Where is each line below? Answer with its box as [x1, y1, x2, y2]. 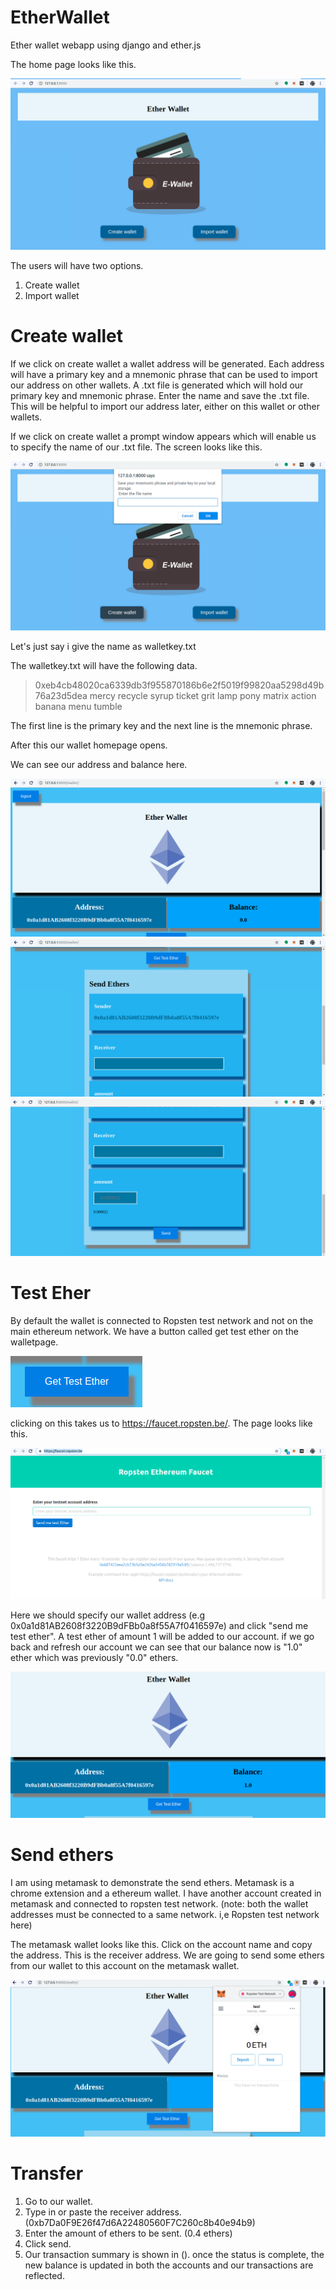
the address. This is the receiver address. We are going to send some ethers [10, 1949, 325, 1961]
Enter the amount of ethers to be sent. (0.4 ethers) [24, 2227, 233, 2239]
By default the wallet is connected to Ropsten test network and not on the [10, 1315, 314, 1327]
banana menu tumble [34, 701, 123, 713]
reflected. [24, 2269, 65, 2281]
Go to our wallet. [24, 2195, 94, 2207]
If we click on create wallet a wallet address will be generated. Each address [10, 357, 325, 370]
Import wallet [24, 289, 80, 301]
